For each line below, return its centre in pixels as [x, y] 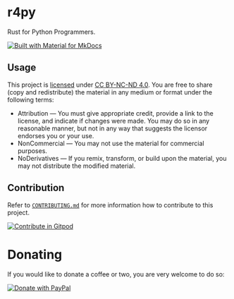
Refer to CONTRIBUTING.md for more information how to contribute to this [110, 205]
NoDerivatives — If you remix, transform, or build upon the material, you [122, 158]
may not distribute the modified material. [76, 166]
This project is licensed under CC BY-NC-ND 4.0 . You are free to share [110, 85]
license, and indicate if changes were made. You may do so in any [113, 121]
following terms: [31, 99]
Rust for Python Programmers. [51, 32]
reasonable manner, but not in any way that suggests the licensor [112, 128]
